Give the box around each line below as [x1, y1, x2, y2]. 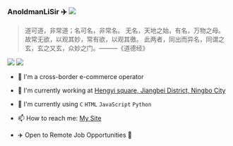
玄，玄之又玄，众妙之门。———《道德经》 [24, 44, 149, 52]
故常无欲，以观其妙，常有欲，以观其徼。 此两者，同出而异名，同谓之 [24, 35, 225, 44]
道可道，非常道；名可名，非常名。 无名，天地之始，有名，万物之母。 [24, 26, 225, 35]
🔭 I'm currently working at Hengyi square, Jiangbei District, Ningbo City [17, 86, 226, 95]
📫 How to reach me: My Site [17, 114, 102, 123]
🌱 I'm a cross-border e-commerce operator [17, 73, 144, 81]
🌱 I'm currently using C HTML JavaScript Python [17, 100, 152, 109]
